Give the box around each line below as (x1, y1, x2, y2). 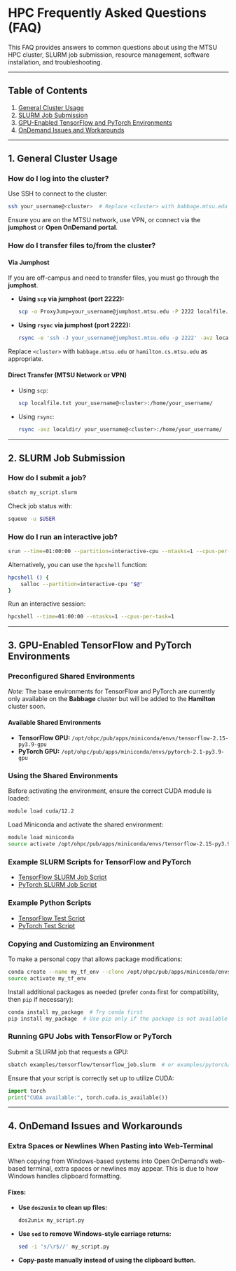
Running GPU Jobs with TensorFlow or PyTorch (8, 1032, 172, 1042)
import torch (8, 1087, 46, 1094)
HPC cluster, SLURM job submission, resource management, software (8, 50, 209, 59)
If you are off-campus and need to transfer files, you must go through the (8, 273, 220, 282)
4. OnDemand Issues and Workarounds (8, 1120, 183, 1131)
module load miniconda (8, 834, 74, 841)
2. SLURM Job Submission (8, 452, 125, 464)
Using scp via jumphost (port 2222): (18, 294, 125, 303)
